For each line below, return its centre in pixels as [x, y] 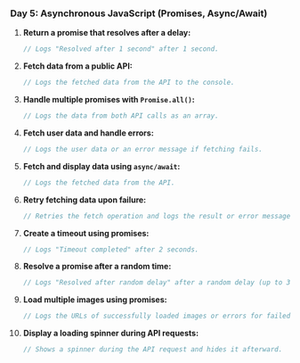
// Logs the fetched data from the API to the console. [129, 83]
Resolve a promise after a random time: [97, 267]
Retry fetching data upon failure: [85, 200]
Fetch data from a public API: [77, 66]
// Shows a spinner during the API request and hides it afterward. [153, 350]
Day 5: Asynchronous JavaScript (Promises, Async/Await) [139, 13]
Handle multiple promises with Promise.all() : [109, 100]
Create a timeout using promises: [86, 233]
